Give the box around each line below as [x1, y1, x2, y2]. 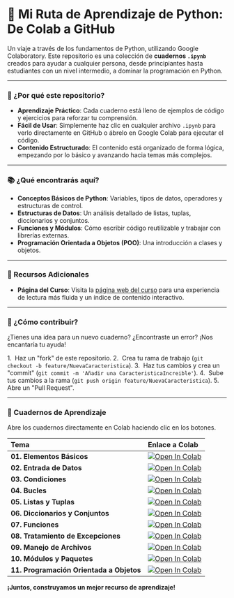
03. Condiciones [10, 474, 67, 484]
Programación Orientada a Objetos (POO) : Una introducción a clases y [17, 238, 223, 247]
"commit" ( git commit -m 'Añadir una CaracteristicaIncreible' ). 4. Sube [7, 369, 224, 377]
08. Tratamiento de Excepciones [10, 531, 120, 541]
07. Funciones [10, 520, 59, 530]
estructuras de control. [17, 201, 84, 210]
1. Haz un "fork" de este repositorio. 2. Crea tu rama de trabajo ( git [7, 354, 204, 363]
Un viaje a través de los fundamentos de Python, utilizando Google [7, 44, 198, 52]
